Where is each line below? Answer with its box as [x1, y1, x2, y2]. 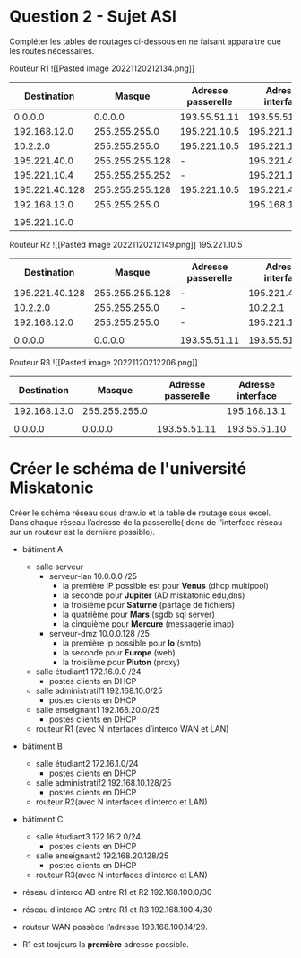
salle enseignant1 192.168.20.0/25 [35, 704, 160, 715]
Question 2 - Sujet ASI [9, 6, 177, 27]
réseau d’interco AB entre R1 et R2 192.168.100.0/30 [21, 886, 212, 897]
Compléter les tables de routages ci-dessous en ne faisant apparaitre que [9, 36, 282, 47]
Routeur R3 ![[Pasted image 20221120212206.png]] [9, 356, 199, 367]
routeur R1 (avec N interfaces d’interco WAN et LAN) [35, 723, 229, 734]
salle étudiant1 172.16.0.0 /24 [35, 666, 142, 677]
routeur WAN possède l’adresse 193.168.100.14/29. [21, 921, 208, 932]
